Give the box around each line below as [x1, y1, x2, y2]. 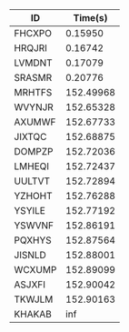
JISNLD [14, 249, 47, 261]
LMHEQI [14, 160, 50, 172]
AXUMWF [14, 116, 56, 128]
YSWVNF [14, 219, 55, 231]
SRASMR [14, 72, 53, 84]
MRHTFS [14, 86, 53, 98]
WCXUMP [14, 264, 57, 276]
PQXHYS [14, 234, 52, 246]
